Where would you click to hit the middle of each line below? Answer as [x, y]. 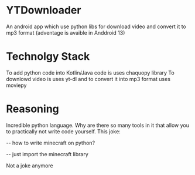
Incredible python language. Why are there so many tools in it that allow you [97, 125]
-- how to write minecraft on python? [51, 143]
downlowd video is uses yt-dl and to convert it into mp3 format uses [88, 79]
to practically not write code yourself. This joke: [64, 131]
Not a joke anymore [30, 166]
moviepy [16, 85]
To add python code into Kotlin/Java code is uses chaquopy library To [90, 73]
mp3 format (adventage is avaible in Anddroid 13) [66, 32]
